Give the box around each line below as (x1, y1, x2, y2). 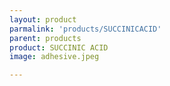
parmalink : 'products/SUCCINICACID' (9, 24, 162, 34)
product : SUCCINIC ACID (9, 42, 109, 53)
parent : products (9, 33, 82, 43)
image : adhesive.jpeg (9, 52, 100, 62)
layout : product (9, 14, 77, 25)
